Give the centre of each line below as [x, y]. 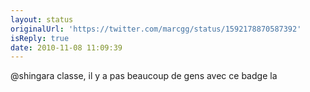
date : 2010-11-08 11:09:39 [66, 47]
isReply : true [40, 38]
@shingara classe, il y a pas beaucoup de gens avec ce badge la [144, 76]
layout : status [42, 19]
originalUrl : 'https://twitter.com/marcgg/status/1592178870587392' [156, 29]
